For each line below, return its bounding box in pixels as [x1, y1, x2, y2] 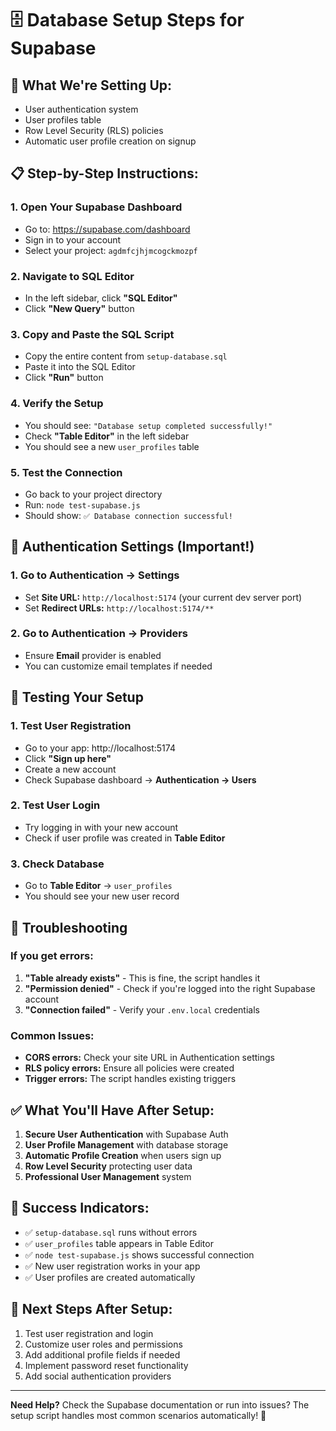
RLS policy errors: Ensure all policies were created [24, 1062, 235, 1074]
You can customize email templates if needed [24, 660, 213, 672]
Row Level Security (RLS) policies [24, 125, 164, 136]
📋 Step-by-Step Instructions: [10, 165, 199, 182]
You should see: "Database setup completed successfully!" [24, 419, 273, 431]
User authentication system [24, 103, 139, 115]
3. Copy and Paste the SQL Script [10, 327, 175, 341]
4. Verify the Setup [10, 397, 104, 411]
